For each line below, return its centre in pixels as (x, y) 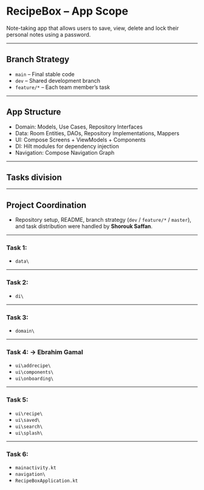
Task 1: (17, 248)
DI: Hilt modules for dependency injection (67, 146)
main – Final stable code (45, 74)
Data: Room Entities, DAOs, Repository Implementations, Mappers (97, 133)
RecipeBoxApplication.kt (46, 481)
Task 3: (17, 317)
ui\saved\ (28, 420)
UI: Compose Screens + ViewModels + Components (80, 140)
